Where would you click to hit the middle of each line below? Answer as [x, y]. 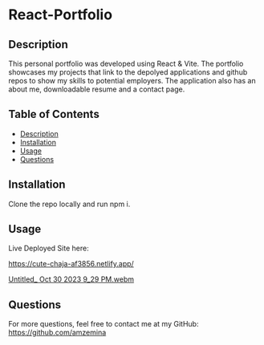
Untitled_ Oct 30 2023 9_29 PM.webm [71, 279]
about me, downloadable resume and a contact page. [97, 89]
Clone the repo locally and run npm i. [69, 204]
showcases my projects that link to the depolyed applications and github [128, 72]
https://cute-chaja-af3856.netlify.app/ [71, 264]
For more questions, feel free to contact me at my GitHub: [104, 324]
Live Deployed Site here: [49, 248]
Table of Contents [54, 114]
